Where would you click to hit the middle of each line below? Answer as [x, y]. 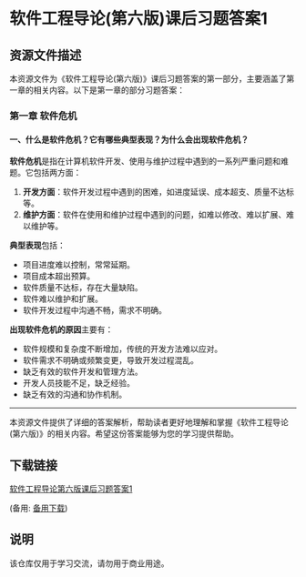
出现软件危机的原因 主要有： [61, 329]
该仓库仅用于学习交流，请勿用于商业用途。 [89, 563]
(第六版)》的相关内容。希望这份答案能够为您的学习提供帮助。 [124, 434]
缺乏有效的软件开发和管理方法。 [82, 372]
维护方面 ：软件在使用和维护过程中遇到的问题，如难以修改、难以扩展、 [154, 215]
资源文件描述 [46, 55]
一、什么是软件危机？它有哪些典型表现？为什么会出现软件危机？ [129, 139]
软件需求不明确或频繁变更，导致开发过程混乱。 [110, 360]
